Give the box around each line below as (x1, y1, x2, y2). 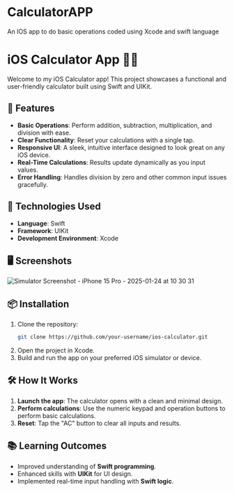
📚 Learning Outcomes (7, 440, 107, 452)
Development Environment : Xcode (17, 234, 119, 242)
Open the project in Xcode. (17, 346, 95, 355)
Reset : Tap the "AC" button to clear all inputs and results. (17, 419, 181, 427)
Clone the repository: (17, 320, 79, 329)
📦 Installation (7, 298, 70, 310)
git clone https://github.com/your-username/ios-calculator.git (17, 334, 208, 341)
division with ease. (17, 128, 71, 137)
